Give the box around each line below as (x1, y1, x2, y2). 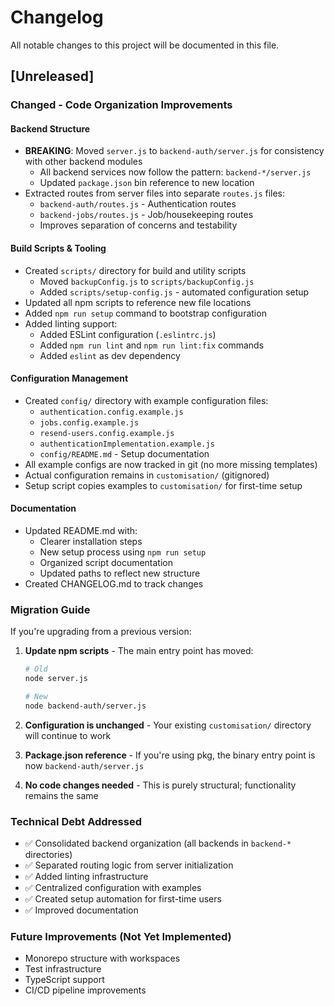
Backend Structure (10, 122, 91, 135)
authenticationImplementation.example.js (39, 439, 215, 449)
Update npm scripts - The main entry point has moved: (24, 645, 254, 657)
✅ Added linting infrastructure (24, 871, 149, 883)
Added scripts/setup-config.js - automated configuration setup (39, 286, 310, 298)
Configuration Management (10, 372, 129, 385)
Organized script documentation (39, 557, 174, 569)
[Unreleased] (10, 68, 95, 85)
